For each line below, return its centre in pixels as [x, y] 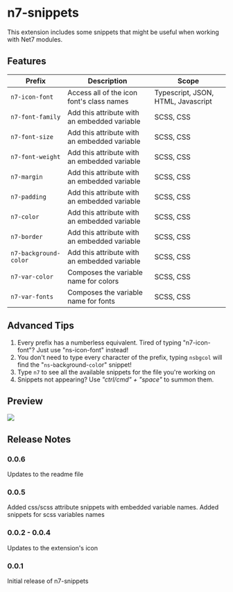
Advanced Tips [41, 326]
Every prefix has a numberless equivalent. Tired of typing [99, 343]
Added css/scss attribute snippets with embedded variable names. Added [113, 507]
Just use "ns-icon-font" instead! [83, 350]
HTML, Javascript [183, 101]
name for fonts [91, 301]
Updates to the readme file [45, 475]
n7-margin [27, 176]
